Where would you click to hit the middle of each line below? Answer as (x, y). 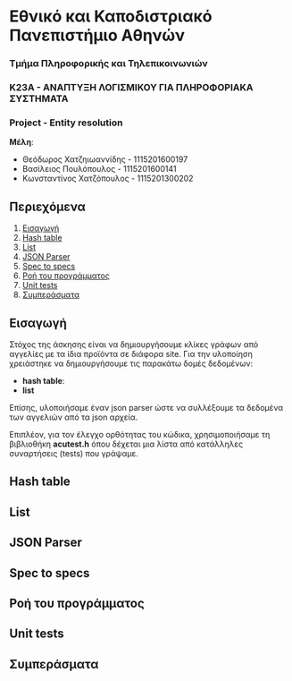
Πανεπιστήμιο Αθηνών (97, 35)
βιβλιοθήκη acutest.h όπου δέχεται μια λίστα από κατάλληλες (126, 444)
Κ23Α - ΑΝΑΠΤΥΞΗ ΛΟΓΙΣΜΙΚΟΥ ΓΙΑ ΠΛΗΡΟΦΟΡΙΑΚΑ (131, 88)
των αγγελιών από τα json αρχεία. (74, 417)
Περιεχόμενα (48, 206)
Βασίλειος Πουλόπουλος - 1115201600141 (99, 169)
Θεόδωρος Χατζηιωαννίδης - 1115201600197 (105, 159)
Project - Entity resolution (66, 123)
